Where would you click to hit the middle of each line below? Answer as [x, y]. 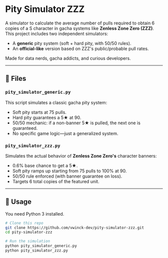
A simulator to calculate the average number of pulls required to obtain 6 [80, 23]
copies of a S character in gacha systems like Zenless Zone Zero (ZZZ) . [79, 28]
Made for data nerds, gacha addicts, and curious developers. [68, 58]
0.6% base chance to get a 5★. [45, 165]
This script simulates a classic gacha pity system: [56, 102]
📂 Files [16, 79]
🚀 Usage [18, 202]
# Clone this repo [24, 223]
